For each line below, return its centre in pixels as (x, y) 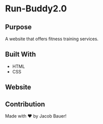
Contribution (25, 104)
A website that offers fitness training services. (52, 39)
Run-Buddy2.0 (36, 9)
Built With (20, 54)
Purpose (18, 27)
